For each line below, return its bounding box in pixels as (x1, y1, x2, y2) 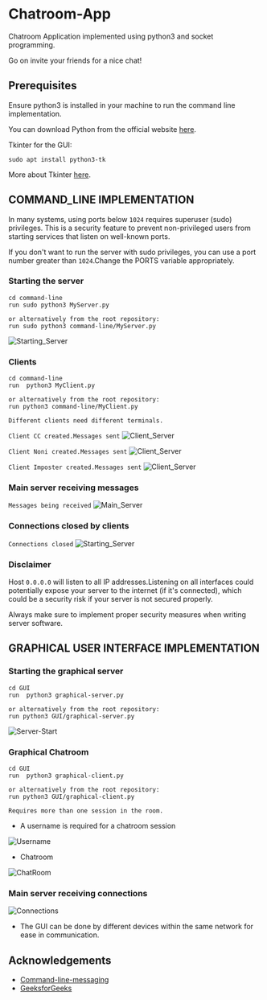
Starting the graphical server (8, 665, 124, 677)
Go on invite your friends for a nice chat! (8, 56, 142, 65)
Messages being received (8, 502, 92, 510)
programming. (8, 39, 55, 49)
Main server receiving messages (8, 482, 139, 493)
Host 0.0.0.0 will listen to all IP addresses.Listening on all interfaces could (8, 577, 254, 587)
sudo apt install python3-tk (8, 155, 106, 163)
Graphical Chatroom (8, 746, 89, 757)
